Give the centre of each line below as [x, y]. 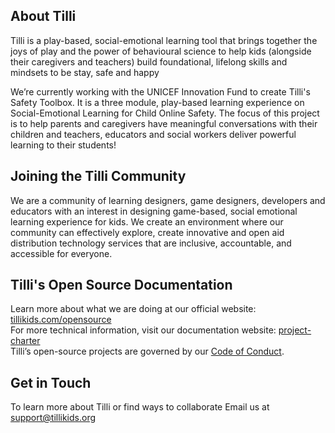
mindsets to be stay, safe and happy [85, 72]
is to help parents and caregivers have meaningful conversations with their [164, 123]
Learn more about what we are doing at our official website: [133, 309]
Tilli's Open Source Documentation [121, 285]
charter [25, 341]
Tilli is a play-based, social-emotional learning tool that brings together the [164, 40]
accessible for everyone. [61, 253]
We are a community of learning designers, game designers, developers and [168, 200]
